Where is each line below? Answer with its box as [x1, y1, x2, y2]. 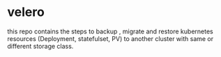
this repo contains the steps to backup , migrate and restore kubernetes [7, 27, 214, 35]
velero [7, 4, 45, 20]
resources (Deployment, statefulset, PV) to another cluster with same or [7, 34, 214, 42]
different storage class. [7, 42, 74, 50]
